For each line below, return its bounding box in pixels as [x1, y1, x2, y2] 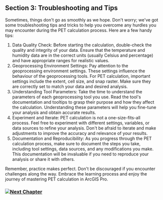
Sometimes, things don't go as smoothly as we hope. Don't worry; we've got [5, 17, 159, 22]
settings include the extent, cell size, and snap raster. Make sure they [12, 78, 151, 84]
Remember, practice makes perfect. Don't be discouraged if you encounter [5, 166, 156, 172]
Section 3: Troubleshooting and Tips [5, 4, 118, 12]
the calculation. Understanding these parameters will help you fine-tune [12, 104, 157, 110]
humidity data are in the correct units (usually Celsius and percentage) [12, 52, 154, 58]
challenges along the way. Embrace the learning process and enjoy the [5, 171, 147, 177]
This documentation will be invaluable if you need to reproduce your [12, 151, 149, 157]
